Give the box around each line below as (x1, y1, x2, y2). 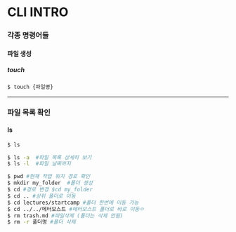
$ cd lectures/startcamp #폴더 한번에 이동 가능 (7, 199, 139, 206)
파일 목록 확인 (7, 108, 51, 118)
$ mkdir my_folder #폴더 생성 (7, 179, 93, 186)
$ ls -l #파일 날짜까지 (7, 161, 72, 168)
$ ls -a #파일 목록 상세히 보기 (7, 153, 92, 161)
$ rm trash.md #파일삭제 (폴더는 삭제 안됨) (7, 212, 124, 219)
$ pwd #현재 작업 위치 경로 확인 (7, 173, 91, 180)
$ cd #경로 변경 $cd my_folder (7, 186, 93, 193)
